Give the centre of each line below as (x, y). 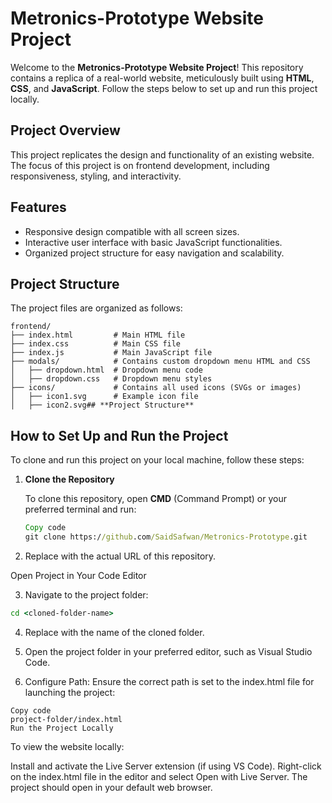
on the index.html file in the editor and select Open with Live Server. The (159, 776)
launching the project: (70, 692)
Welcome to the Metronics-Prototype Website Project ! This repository (157, 67)
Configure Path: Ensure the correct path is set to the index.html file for (169, 681)
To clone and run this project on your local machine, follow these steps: (157, 460)
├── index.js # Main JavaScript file (111, 353)
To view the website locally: (67, 746)
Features (38, 207)
